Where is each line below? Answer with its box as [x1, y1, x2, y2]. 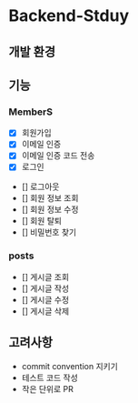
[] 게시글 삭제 [21, 306, 70, 317]
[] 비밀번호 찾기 [21, 227, 77, 237]
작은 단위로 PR [21, 383, 74, 394]
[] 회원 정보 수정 [21, 204, 79, 215]
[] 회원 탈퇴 [21, 215, 63, 226]
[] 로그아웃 [21, 181, 60, 192]
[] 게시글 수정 [21, 294, 70, 305]
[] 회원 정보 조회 [21, 192, 79, 203]
